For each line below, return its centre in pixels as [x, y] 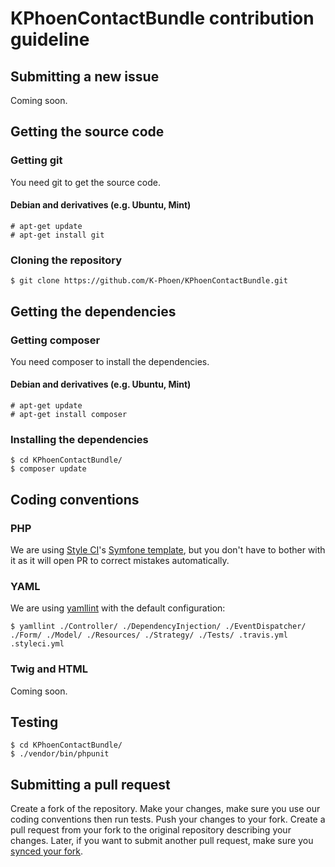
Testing [34, 722]
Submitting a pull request [90, 784]
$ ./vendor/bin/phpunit [60, 754]
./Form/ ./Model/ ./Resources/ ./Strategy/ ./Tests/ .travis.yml [149, 635]
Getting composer [55, 340]
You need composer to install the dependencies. [110, 361]
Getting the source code [87, 132]
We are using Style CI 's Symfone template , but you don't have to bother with [168, 550]
